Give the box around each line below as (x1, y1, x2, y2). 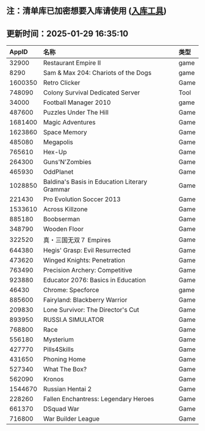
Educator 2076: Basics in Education (43, 276, 146, 285)
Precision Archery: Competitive (43, 266, 132, 274)
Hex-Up (43, 148, 67, 157)
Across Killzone (43, 205, 88, 213)
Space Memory (43, 128, 87, 137)
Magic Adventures (43, 118, 96, 127)
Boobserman (43, 215, 81, 224)
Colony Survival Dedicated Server (43, 88, 140, 97)
